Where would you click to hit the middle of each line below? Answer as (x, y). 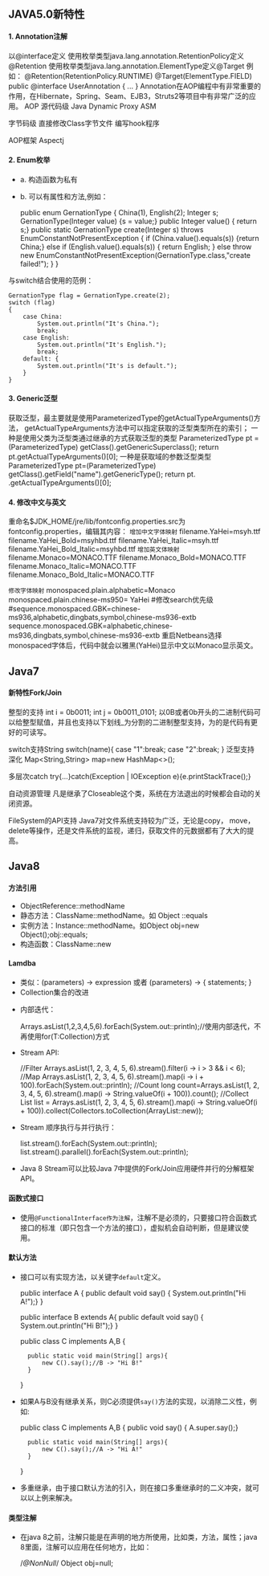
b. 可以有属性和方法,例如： (64, 196)
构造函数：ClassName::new (65, 944)
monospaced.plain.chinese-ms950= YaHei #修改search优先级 (111, 600)
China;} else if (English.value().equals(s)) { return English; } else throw (136, 247)
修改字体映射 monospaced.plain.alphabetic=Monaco (92, 590)
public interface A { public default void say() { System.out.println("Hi (133, 1293)
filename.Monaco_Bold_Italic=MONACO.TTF (82, 575)
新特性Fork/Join (35, 692)
